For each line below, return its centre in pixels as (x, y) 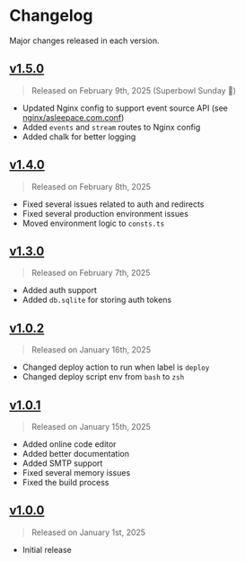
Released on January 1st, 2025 (88, 532)
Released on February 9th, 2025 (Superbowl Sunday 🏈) (133, 90)
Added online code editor (69, 444)
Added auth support (59, 290)
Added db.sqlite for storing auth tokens (97, 300)
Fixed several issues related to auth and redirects (113, 204)
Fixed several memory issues (76, 473)
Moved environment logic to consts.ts (93, 223)
